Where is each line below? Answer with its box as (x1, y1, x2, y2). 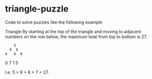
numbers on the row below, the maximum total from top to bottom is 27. (5, 34, 148, 39)
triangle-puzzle (5, 3, 69, 14)
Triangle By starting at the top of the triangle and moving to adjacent (5, 28, 141, 34)
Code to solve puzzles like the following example (5, 19, 103, 25)
